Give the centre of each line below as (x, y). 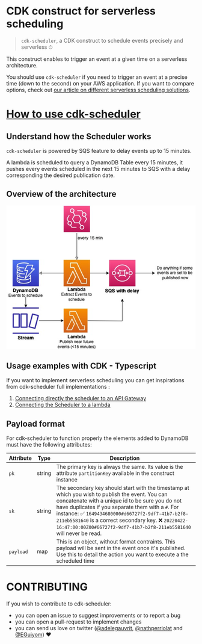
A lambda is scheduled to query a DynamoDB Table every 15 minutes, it (95, 162)
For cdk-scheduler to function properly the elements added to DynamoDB (98, 438)
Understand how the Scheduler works (79, 136)
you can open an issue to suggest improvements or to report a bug (98, 615)
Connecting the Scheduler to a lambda (63, 405)
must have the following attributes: (49, 445)
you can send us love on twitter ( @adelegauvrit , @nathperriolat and (99, 628)
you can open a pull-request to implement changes (78, 622)
